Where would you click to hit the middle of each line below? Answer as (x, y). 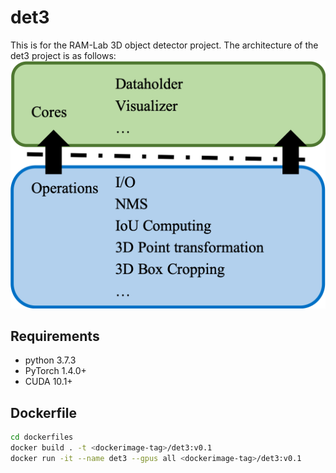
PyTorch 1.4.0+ (55, 371)
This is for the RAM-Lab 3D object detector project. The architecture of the (164, 45)
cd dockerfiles (42, 437)
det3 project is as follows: (63, 55)
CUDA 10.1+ (48, 382)
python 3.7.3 (50, 360)
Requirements (55, 336)
